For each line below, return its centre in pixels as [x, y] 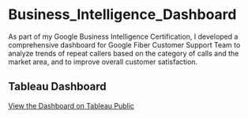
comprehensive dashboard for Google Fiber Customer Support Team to [124, 44]
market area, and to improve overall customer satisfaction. [103, 62]
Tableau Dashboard [57, 87]
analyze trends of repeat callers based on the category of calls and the [124, 53]
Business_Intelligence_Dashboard [122, 15]
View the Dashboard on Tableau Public [71, 105]
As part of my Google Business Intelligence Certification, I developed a [123, 36]
